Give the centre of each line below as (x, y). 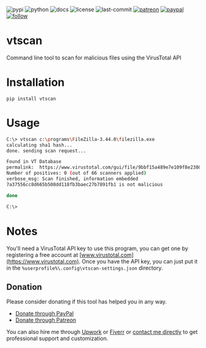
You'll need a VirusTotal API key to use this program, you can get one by (97, 248)
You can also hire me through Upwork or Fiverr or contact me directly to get (102, 332)
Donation (24, 287)
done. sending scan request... (46, 151)
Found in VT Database (34, 162)
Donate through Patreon (46, 320)
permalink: (20, 168)
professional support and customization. (57, 339)
